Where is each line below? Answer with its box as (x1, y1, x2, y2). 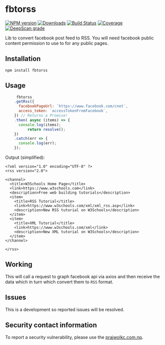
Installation (5, 55, 41, 63)
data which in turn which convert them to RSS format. (5, 279, 114, 285)
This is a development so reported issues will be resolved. (5, 306, 125, 312)
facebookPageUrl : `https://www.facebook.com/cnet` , (18, 104, 128, 109)
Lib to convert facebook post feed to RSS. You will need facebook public (5, 35, 154, 41)
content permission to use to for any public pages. (5, 40, 109, 46)
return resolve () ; (27, 127, 66, 132)
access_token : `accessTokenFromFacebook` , (18, 109, 108, 114)
